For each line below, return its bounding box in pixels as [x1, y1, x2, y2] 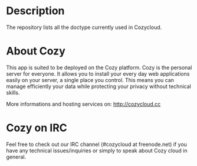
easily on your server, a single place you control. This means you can [6, 76, 175, 83]
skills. [6, 89, 20, 96]
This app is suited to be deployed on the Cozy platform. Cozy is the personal [6, 64, 192, 71]
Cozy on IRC [6, 121, 68, 135]
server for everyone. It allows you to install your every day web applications [6, 70, 190, 77]
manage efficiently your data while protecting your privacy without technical [6, 83, 192, 90]
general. [6, 153, 27, 160]
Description [6, 4, 65, 18]
